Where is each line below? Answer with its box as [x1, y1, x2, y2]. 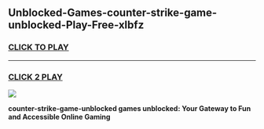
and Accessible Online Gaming [8, 112, 111, 121]
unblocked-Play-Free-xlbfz [8, 19, 145, 32]
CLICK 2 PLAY [8, 71, 63, 82]
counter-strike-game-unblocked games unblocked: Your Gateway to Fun [8, 103, 251, 113]
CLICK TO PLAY [8, 42, 69, 53]
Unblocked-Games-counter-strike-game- [8, 6, 218, 20]
